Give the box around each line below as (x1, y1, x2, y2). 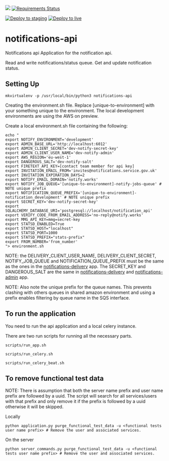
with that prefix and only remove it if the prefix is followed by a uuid (5, 399, 146, 405)
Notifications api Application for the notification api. (5, 50, 113, 56)
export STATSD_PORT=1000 (5, 230, 58, 236)
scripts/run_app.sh (5, 343, 47, 348)
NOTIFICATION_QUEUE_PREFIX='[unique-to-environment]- (21, 190, 137, 195)
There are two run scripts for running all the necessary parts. (5, 333, 133, 339)
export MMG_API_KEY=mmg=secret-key (5, 217, 80, 222)
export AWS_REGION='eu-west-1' (5, 155, 71, 160)
